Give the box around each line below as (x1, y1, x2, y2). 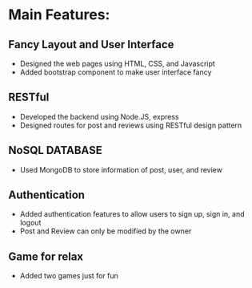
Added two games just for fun (19, 271, 118, 281)
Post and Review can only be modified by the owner (19, 226, 192, 236)
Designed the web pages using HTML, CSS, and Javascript (19, 59, 216, 68)
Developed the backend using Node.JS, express (19, 112, 179, 121)
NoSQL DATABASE (8, 144, 102, 157)
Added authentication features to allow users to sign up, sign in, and (19, 209, 246, 219)
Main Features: (8, 6, 110, 24)
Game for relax (8, 249, 84, 263)
